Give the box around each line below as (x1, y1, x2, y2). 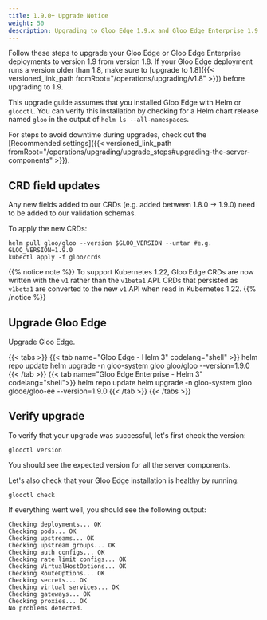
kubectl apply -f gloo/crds (8, 253, 102, 262)
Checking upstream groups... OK (8, 541, 116, 549)
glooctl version (8, 446, 62, 454)
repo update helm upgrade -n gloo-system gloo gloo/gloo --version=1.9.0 (8, 361, 250, 370)
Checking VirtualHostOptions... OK (8, 562, 127, 571)
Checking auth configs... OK (8, 548, 105, 556)
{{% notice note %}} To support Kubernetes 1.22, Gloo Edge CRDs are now (8, 267, 255, 277)
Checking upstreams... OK (8, 534, 94, 543)
